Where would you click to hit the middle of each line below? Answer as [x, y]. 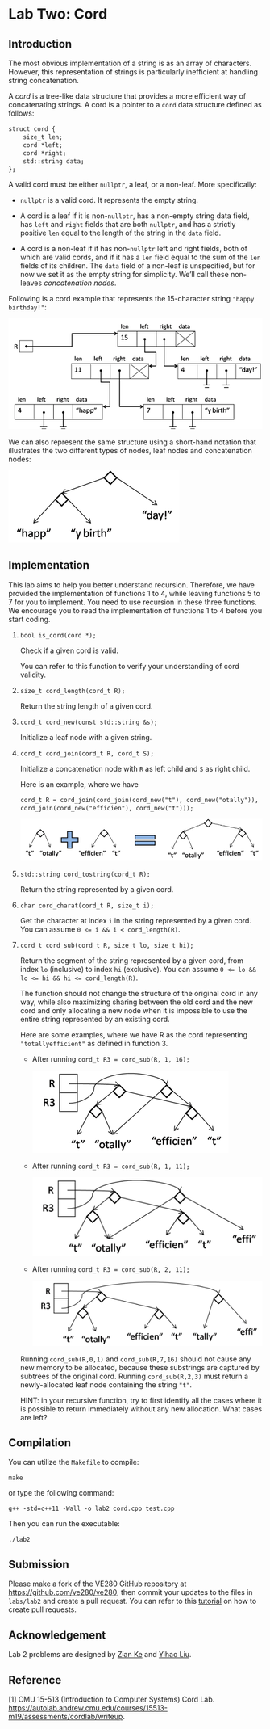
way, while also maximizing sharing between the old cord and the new [137, 1002]
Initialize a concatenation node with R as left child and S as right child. [135, 768]
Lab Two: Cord [58, 14]
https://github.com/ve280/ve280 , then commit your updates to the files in [131, 1592]
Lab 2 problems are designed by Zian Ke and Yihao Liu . [100, 1655]
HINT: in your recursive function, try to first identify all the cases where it [141, 1400]
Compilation [39, 1443]
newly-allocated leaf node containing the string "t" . [106, 1384]
